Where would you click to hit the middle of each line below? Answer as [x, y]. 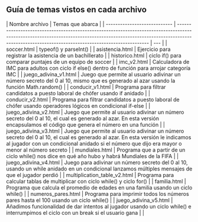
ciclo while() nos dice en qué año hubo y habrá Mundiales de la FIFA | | [92, 156]
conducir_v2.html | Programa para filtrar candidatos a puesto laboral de [93, 99]
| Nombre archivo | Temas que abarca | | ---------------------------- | [91, 24]
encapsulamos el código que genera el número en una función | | [86, 124]
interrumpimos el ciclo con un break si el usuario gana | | [75, 213]
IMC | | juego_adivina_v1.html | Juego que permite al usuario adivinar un [93, 74]
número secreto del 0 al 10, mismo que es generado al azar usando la [91, 81]
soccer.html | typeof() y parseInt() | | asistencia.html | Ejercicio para [88, 49]
